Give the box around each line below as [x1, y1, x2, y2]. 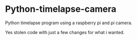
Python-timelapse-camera [5, 3, 117, 15]
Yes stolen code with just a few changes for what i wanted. [5, 29, 125, 35]
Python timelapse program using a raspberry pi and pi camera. [5, 20, 133, 26]
